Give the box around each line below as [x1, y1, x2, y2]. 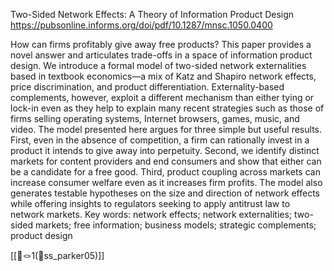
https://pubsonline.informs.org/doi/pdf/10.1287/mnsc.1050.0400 [10, 19, 273, 31]
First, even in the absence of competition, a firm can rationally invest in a [10, 134, 310, 146]
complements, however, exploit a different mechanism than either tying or [10, 92, 315, 103]
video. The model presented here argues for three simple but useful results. [10, 124, 322, 135]
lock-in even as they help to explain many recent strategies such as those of [10, 102, 325, 114]
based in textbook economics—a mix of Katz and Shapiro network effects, [10, 70, 317, 82]
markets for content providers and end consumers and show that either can [10, 155, 322, 167]
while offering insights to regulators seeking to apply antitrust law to [10, 198, 291, 209]
